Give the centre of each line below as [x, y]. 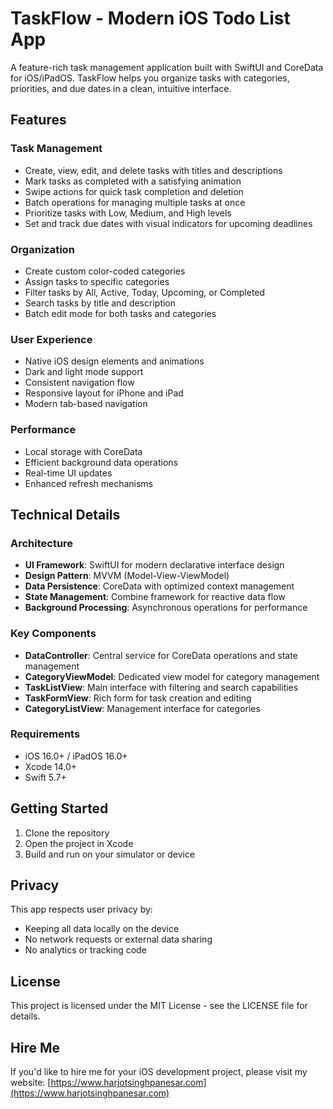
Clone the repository [67, 833]
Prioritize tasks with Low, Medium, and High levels [128, 213]
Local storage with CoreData [83, 451]
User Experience [51, 339]
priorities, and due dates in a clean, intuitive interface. [121, 88]
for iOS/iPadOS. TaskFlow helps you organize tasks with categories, [150, 78]
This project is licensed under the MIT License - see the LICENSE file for [159, 1006]
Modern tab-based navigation [86, 404]
